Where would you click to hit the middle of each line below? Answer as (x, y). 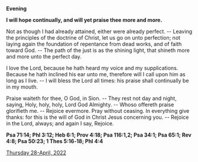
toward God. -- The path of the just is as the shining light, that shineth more (98, 50)
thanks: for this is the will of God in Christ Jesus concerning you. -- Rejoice (98, 117)
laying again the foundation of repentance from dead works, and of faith (94, 44)
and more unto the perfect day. (44, 56)
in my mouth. (22, 87)
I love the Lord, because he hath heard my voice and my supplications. (92, 68)
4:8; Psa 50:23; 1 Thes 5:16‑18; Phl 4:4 (55, 141)
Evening (17, 9)
